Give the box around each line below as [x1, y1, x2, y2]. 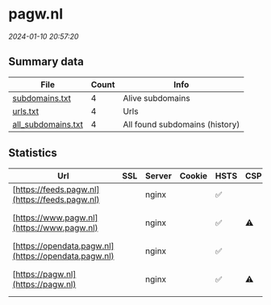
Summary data [8, 55, 85, 69]
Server [144, 170, 172, 182]
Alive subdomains [123, 92, 191, 103]
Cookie [179, 170, 208, 182]
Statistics [8, 146, 58, 160]
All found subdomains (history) [123, 119, 240, 130]
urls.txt [12, 106, 39, 117]
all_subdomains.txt [12, 119, 83, 130]
